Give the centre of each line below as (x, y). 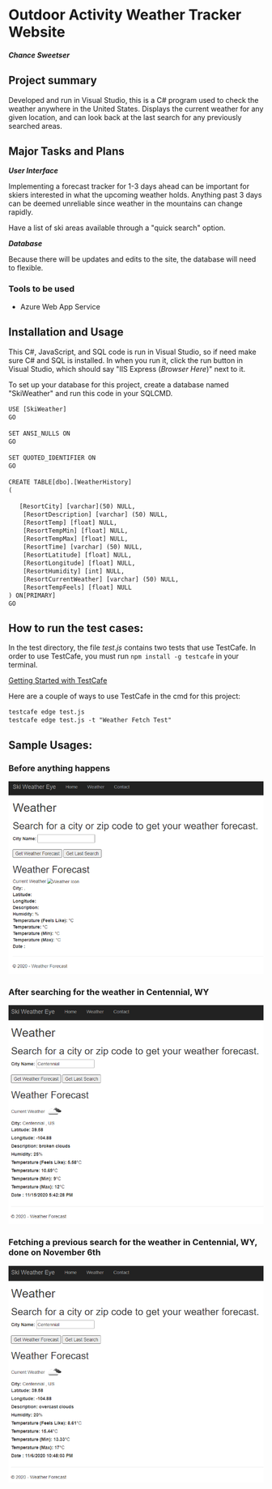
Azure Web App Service (60, 306)
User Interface (34, 171)
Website (37, 32)
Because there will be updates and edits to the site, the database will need (132, 259)
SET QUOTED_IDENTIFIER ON (52, 458)
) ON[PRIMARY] (32, 595)
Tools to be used (42, 289)
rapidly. (21, 212)
